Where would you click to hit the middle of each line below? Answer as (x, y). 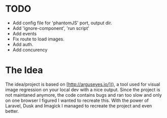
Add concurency (30, 50)
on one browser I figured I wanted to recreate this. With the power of (77, 100)
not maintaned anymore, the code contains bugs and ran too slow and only (84, 95)
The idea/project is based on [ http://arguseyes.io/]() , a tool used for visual (83, 84)
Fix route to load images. (39, 39)
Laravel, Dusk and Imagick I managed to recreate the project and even (79, 106)
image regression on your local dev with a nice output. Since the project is (83, 90)
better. (12, 111)
